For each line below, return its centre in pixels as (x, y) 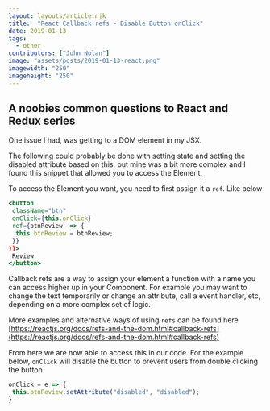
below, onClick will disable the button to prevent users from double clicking (133, 361)
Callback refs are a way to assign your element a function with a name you (132, 279)
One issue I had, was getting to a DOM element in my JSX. (105, 140)
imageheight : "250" (41, 76)
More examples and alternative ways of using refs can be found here (124, 320)
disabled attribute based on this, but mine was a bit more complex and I (127, 164)
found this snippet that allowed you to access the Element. (106, 173)
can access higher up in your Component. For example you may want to (128, 288)
